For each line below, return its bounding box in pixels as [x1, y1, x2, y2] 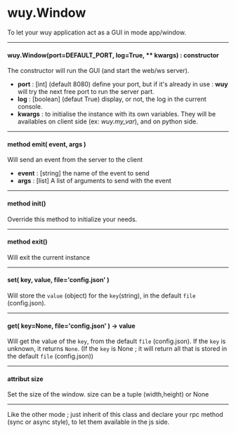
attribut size [7, 374, 44, 383]
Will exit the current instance [7, 253, 91, 261]
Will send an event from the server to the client [7, 156, 143, 164]
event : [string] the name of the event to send [17, 169, 150, 178]
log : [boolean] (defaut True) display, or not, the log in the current [17, 95, 207, 103]
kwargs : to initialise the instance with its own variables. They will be [17, 110, 216, 119]
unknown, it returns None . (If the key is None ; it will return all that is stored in [7, 345, 227, 353]
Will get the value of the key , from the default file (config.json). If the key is [7, 337, 226, 345]
